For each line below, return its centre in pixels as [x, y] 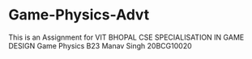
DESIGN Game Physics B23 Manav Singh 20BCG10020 [100, 45]
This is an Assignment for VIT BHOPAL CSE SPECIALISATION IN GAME [126, 37]
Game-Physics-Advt [79, 15]
